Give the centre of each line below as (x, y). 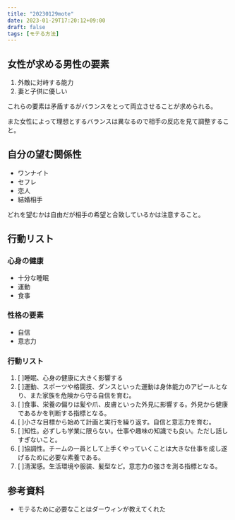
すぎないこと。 (39, 440)
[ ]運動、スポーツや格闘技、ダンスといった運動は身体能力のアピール (116, 387)
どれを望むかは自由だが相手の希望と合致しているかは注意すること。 (106, 214)
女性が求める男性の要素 (58, 64)
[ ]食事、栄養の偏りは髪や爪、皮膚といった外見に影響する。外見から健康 (122, 405)
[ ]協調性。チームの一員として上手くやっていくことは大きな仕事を (113, 449)
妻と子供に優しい (42, 91)
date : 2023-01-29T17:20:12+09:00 (56, 21)
